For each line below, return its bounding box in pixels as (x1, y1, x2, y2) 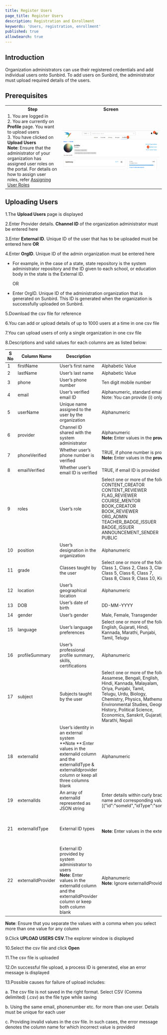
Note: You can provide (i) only (101, 394, 163, 401)
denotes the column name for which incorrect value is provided (5, 1024, 135, 1030)
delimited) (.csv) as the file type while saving (5, 994, 97, 1000)
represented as (59, 800, 91, 806)
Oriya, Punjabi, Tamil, (101, 686, 145, 692)
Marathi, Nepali (101, 718, 133, 724)
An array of (59, 789, 83, 795)
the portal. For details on (7, 166, 57, 172)
